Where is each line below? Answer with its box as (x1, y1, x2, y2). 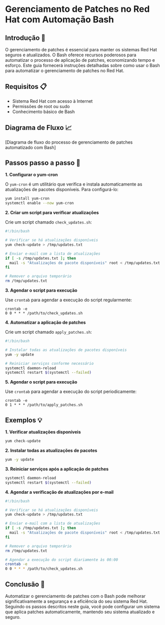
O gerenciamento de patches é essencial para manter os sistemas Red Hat (5, 47, 157, 52)
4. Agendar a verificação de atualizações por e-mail (5, 489, 114, 495)
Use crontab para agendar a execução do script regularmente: (5, 297, 132, 303)
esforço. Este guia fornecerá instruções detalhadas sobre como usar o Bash (5, 63, 160, 68)
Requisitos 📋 (5, 82, 47, 91)
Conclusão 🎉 (5, 580, 45, 588)
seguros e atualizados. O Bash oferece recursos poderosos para (5, 52, 137, 58)
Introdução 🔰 (5, 34, 46, 42)
